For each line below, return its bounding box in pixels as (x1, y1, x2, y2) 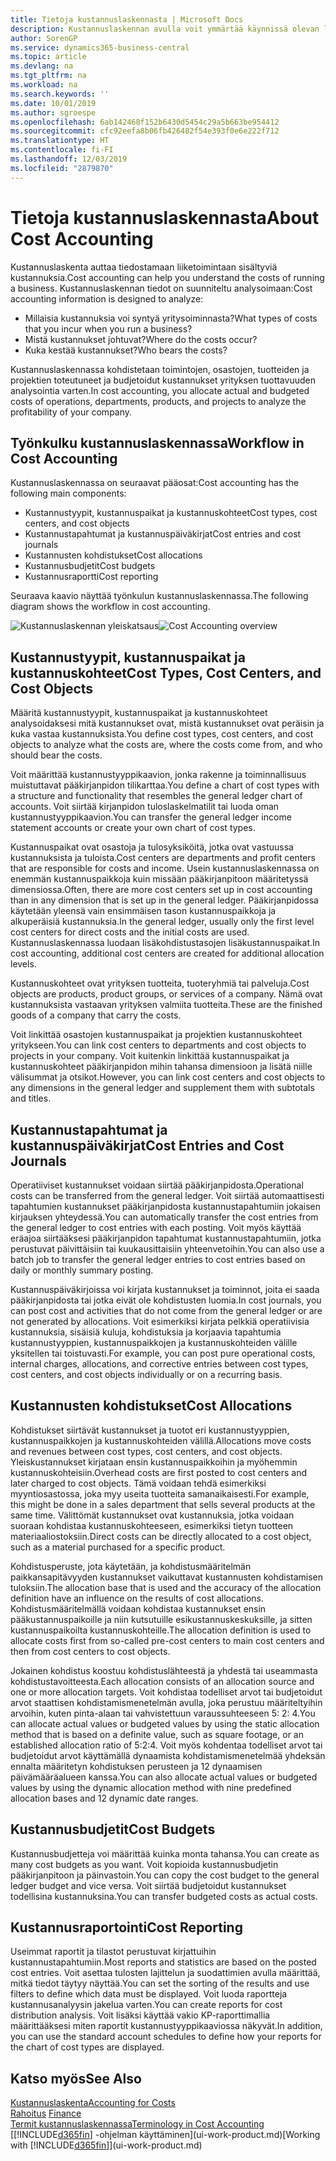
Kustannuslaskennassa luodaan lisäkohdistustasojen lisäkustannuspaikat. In (10, 937, 321, 949)
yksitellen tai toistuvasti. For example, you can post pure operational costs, (10, 1347, 316, 1359)
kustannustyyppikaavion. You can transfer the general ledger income (10, 811, 292, 823)
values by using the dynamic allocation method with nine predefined (10, 1781, 292, 1793)
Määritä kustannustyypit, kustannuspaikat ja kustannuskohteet (10, 707, 268, 719)
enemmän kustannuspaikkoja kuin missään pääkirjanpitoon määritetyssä (10, 873, 309, 885)
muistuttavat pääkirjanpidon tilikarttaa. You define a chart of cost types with (10, 779, 320, 791)
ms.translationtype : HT (10, 136, 110, 146)
